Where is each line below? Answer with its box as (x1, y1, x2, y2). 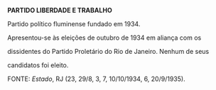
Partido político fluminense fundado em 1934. (7, 20, 141, 28)
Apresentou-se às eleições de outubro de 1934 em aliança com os (7, 33, 202, 42)
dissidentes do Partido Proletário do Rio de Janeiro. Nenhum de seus (7, 47, 210, 55)
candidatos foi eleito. (7, 61, 69, 69)
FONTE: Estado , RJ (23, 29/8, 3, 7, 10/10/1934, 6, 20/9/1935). (7, 74, 186, 83)
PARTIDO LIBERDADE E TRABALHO (7, 6, 112, 14)
